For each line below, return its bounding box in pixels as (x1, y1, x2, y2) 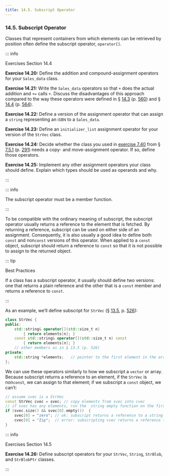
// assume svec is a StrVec (5, 394, 64, 399)
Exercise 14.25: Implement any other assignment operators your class (5, 162, 151, 168)
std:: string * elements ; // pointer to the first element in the (14, 355, 156, 360)
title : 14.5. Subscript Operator (5, 7, 75, 13)
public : (5, 322, 22, 327)
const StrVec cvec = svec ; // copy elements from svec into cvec (5, 399, 145, 404)
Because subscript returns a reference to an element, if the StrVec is (5, 374, 147, 380)
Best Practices (5, 267, 35, 274)
